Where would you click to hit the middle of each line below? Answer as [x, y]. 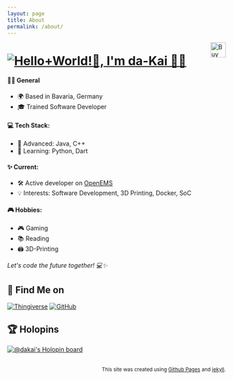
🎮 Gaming [33, 228]
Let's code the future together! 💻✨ [57, 266]
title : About [26, 20]
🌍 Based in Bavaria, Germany [60, 96]
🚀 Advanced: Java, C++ [51, 144]
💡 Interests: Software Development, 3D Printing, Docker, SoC [104, 193]
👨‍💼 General [24, 80]
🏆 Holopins [33, 329]
